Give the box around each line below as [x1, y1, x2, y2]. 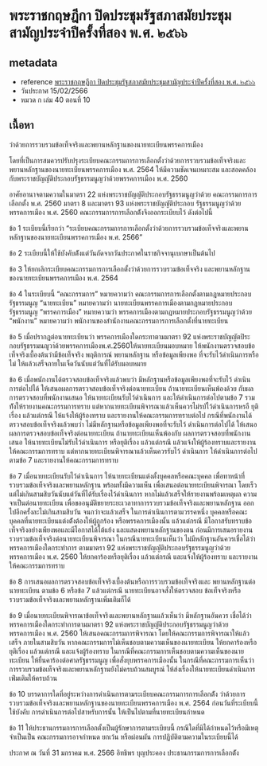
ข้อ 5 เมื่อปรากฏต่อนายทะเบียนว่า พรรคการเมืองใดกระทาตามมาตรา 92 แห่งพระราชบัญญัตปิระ [9, 331, 251, 341]
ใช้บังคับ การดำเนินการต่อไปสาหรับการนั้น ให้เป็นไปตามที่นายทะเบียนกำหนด [9, 707, 205, 717]
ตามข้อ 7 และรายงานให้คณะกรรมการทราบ [9, 455, 118, 464]
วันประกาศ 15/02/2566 [20, 86, 88, 96]
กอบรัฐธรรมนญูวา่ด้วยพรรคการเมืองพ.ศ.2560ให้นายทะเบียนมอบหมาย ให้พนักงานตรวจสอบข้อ [9, 341, 255, 350]
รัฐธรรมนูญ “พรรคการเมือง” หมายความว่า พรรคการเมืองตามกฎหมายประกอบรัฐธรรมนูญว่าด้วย [9, 307, 253, 316]
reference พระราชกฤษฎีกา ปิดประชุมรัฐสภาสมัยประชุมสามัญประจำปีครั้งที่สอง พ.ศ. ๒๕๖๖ [20, 77, 256, 86]
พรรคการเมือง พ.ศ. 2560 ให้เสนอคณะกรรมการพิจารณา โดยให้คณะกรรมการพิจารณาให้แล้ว [9, 628, 250, 638]
